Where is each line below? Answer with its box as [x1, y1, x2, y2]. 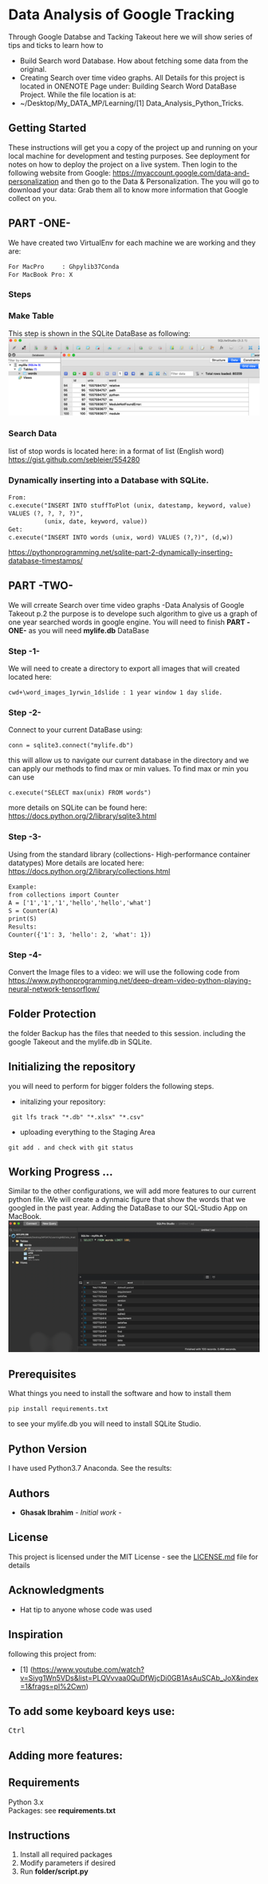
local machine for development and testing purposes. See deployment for [8, 151, 250, 160]
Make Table [8, 310, 54, 321]
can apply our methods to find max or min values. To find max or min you [8, 764, 249, 774]
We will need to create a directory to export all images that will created [8, 664, 241, 673]
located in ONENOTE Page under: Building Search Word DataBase [19, 81, 237, 91]
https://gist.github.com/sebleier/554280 [8, 455, 140, 464]
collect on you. [8, 193, 57, 203]
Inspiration [8, 1628, 64, 1642]
